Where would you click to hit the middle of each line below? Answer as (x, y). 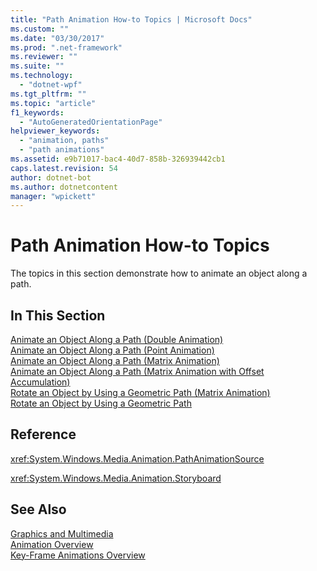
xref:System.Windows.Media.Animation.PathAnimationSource (137, 458)
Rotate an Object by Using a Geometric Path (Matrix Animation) (140, 392)
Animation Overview (52, 544)
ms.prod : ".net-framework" (66, 47)
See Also (38, 509)
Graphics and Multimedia (62, 533)
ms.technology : (42, 76)
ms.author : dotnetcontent (64, 187)
